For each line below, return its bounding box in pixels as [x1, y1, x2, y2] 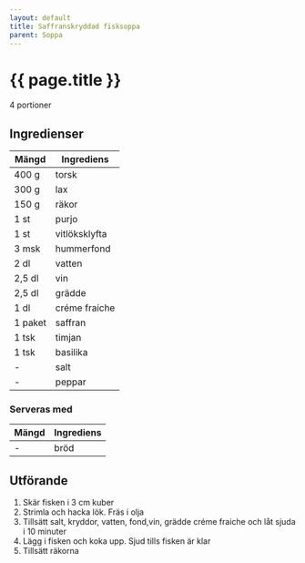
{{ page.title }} [9, 69, 122, 90]
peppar [55, 375, 86, 388]
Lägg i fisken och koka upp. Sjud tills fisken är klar [22, 536, 211, 547]
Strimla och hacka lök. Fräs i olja [22, 507, 144, 517]
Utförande [9, 473, 68, 488]
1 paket [14, 316, 47, 329]
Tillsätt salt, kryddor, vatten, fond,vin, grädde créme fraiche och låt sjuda [22, 517, 296, 527]
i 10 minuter [22, 526, 66, 537]
